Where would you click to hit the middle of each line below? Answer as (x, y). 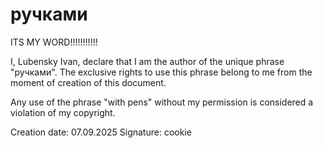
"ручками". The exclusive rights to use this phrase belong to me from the (161, 72)
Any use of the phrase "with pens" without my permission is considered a (162, 102)
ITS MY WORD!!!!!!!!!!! (54, 42)
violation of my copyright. (63, 112)
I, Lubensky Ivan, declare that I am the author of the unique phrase (147, 61)
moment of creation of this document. (88, 82)
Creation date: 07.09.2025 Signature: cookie (101, 132)
